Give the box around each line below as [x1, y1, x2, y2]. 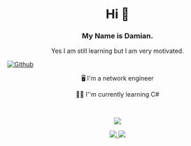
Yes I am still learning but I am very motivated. [51, 47, 184, 55]
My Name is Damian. [81, 31, 154, 41]
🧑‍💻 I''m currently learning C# [76, 90, 160, 99]
